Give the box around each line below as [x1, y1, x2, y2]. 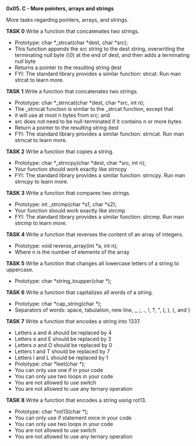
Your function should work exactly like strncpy [14, 165, 127, 173]
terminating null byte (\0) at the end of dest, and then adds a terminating [14, 52, 190, 58]
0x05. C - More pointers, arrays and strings [6, 5, 114, 12]
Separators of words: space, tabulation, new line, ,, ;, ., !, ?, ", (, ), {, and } [14, 306, 191, 313]
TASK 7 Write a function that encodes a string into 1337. [6, 318, 141, 325]
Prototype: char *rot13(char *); [14, 408, 89, 415]
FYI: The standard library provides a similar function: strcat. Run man [14, 70, 181, 77]
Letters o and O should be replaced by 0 [14, 342, 113, 349]
